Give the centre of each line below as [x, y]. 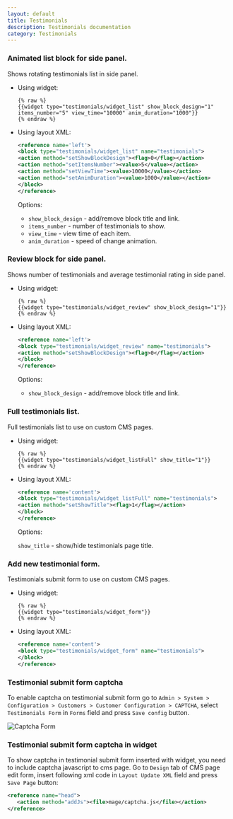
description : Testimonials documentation [69, 27]
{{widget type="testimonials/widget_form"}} [84, 612]
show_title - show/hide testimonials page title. [85, 545]
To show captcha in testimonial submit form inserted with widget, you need [116, 760]
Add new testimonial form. [54, 564]
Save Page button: [33, 783]
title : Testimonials [38, 21]
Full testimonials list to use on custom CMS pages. [80, 427]
